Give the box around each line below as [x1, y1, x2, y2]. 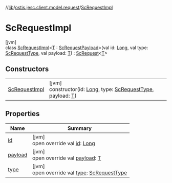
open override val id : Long [32, 140, 95, 147]
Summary [67, 125, 92, 132]
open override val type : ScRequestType [32, 169, 127, 176]
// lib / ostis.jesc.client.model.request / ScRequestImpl [5, 5, 113, 10]
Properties [5, 109, 40, 118]
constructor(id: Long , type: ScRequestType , [49, 85, 154, 93]
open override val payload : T [32, 154, 101, 162]
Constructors [5, 65, 49, 74]
